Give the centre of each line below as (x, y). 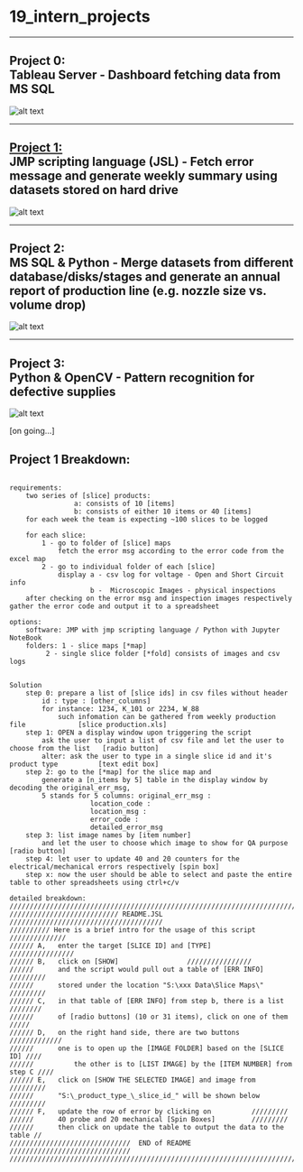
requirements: (36, 488)
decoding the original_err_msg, (70, 788)
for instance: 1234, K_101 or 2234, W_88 (121, 709)
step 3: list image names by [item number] (109, 835)
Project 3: (37, 363)
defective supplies (63, 391)
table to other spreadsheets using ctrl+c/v (94, 882)
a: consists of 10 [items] (124, 503)
